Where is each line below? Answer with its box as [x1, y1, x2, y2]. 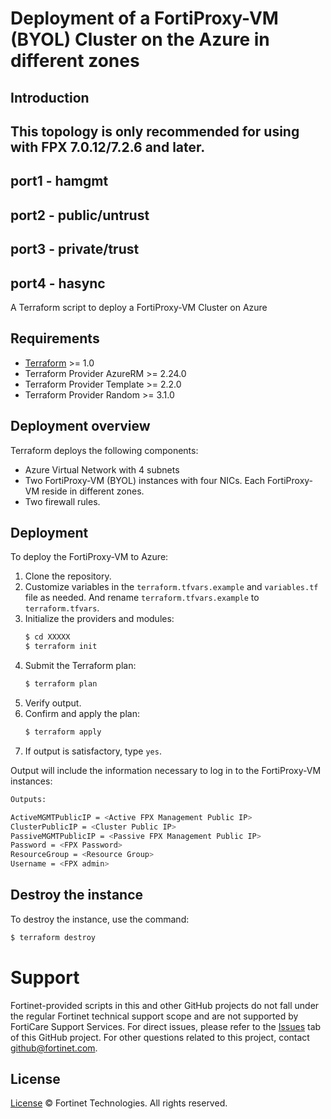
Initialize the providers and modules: [24, 613, 175, 625]
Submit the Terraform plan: [24, 660, 137, 672]
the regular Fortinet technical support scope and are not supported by [10, 1010, 299, 1022]
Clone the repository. [24, 570, 112, 582]
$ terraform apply [24, 727, 102, 737]
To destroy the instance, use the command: [10, 913, 190, 925]
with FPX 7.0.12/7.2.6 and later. [10, 138, 206, 156]
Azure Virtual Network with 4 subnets [24, 463, 180, 476]
